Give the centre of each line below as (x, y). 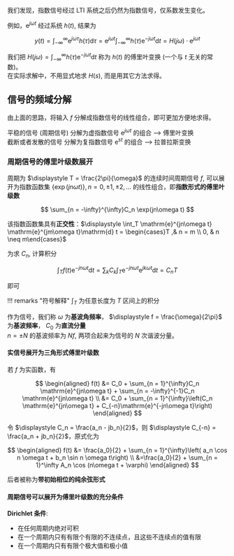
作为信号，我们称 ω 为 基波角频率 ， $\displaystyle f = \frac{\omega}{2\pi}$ (115, 317)
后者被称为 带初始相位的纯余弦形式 (56, 479)
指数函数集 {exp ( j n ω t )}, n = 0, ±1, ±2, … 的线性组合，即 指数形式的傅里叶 (122, 186)
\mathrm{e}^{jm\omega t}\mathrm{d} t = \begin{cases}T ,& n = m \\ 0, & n (114, 232)
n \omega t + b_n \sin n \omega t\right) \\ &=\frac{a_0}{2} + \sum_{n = (117, 458)
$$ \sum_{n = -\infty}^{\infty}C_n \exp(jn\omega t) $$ (117, 209)
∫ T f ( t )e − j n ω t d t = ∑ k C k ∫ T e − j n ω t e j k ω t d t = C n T (117, 270)
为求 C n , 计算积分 (32, 254)
